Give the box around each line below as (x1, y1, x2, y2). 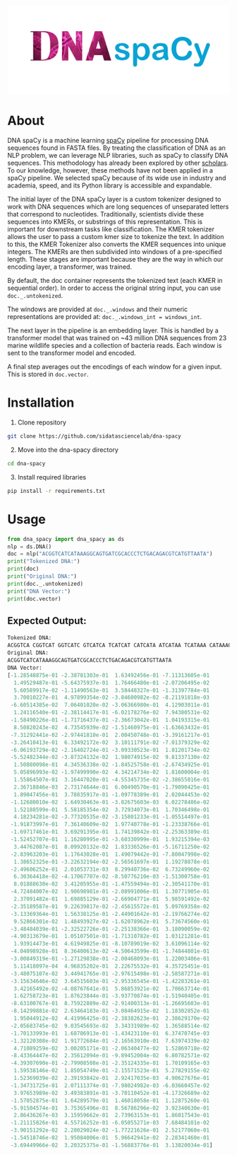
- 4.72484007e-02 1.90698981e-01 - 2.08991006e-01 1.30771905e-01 (10, 888, 210, 895)
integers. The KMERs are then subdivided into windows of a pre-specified (7, 248, 222, 256)
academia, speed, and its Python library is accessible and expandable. (7, 181, 212, 190)
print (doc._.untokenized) (7, 580, 83, 587)
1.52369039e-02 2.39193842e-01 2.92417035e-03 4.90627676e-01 (13, 1074, 210, 1082)
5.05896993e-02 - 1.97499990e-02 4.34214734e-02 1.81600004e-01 (13, 769, 210, 776)
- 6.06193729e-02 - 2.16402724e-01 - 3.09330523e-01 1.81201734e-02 (10, 746, 210, 753)
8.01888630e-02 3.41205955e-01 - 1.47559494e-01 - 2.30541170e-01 (13, 881, 210, 888)
